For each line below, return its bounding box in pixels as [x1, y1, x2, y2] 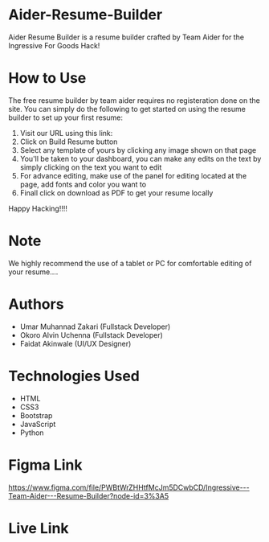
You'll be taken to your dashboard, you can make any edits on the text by [19, 154, 262, 163]
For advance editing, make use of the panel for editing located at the [19, 170, 247, 180]
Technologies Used [8, 367, 141, 385]
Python [19, 428, 44, 437]
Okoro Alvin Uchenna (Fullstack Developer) [19, 330, 163, 339]
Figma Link [8, 456, 83, 474]
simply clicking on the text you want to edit [19, 162, 162, 172]
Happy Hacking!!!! [8, 203, 68, 213]
